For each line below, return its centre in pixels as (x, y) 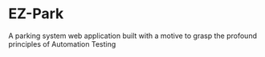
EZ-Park (36, 14)
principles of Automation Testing (62, 44)
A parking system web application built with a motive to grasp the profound (132, 36)
